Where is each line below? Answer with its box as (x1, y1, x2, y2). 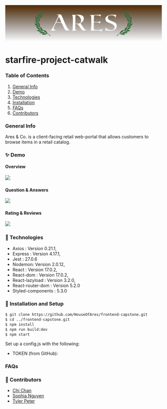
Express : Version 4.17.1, (12, 251, 61, 257)
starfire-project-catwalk (5, 54, 108, 66)
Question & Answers (5, 187, 49, 193)
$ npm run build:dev (5, 327, 48, 332)
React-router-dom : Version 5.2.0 (12, 282, 81, 288)
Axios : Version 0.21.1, (12, 245, 57, 251)
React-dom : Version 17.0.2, (12, 272, 69, 278)
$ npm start (5, 332, 30, 337)
